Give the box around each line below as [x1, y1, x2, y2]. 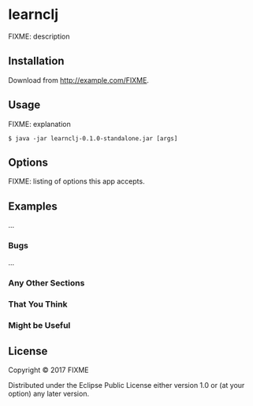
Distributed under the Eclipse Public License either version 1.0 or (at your [8, 381, 245, 390]
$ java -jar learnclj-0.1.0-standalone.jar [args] [8, 134, 178, 143]
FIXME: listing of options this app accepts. [8, 177, 145, 186]
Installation [8, 54, 65, 68]
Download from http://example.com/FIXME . [8, 75, 150, 84]
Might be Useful [8, 320, 71, 331]
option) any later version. [8, 389, 89, 399]
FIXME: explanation [8, 119, 71, 129]
